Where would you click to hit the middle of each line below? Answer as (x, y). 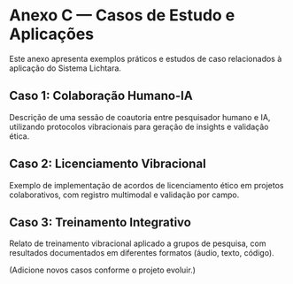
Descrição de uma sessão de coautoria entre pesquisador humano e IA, (140, 117)
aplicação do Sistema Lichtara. (66, 68)
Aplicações (52, 34)
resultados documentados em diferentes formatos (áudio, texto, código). (142, 253)
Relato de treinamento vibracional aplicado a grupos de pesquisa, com (138, 243)
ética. (19, 136)
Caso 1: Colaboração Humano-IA (101, 96)
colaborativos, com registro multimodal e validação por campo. (124, 195)
